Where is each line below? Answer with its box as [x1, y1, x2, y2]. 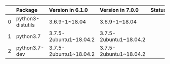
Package [16, 7, 38, 13]
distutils [16, 21, 35, 28]
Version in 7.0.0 [99, 7, 139, 13]
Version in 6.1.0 [49, 7, 88, 13]
